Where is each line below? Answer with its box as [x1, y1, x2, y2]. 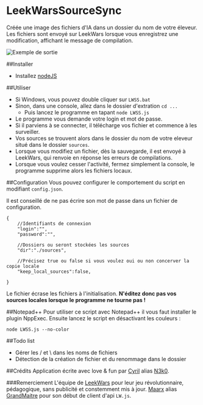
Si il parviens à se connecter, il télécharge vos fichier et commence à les [15, 121, 197, 129]
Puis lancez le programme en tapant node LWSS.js [24, 108, 149, 116]
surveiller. [15, 128, 40, 135]
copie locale [6, 263, 40, 269]
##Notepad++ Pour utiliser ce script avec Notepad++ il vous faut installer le [6, 308, 197, 315]
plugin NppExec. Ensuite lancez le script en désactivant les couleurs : [6, 314, 181, 322]
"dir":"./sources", [17, 247, 67, 253]
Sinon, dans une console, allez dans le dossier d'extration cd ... [15, 102, 178, 110]
